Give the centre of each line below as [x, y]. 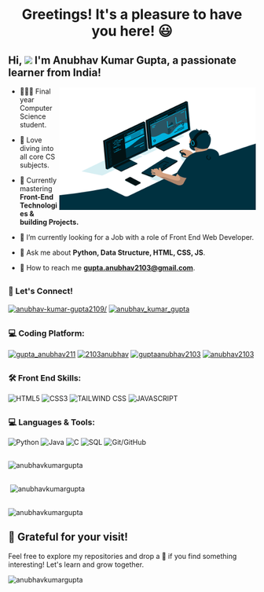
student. [33, 125]
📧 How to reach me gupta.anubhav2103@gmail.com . [107, 268]
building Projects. [49, 222]
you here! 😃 [132, 31]
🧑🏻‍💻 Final [35, 91]
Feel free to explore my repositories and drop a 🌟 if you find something [123, 556]
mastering [36, 189]
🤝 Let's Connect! [40, 291]
